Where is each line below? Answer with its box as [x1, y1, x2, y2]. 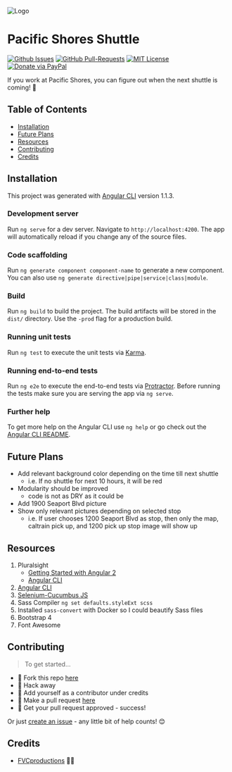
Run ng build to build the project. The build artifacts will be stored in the [7, 307, 217, 316]
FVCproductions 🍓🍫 [17, 756, 75, 764]
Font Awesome [17, 621, 61, 629]
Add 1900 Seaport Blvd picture [17, 499, 107, 508]
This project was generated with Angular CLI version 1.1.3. [7, 191, 174, 200]
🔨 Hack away [17, 680, 56, 690]
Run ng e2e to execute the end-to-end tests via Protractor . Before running [7, 382, 221, 390]
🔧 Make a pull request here [17, 696, 96, 704]
